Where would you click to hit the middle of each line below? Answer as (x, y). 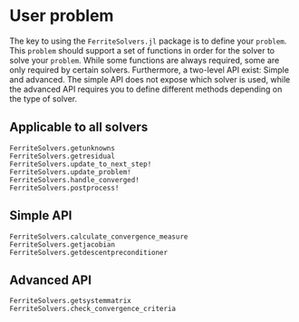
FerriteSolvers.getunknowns (63, 148)
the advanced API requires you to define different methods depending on (146, 89)
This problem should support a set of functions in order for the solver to (142, 50)
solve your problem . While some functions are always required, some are (145, 60)
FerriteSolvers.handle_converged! (75, 180)
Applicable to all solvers (79, 127)
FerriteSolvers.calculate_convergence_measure (99, 237)
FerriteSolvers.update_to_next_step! (81, 164)
